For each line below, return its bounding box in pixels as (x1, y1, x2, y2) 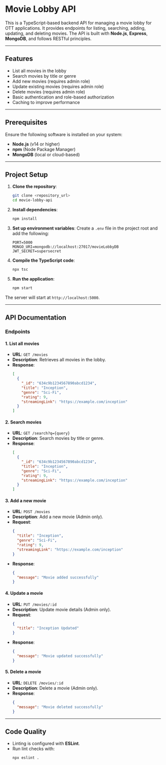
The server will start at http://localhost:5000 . (5, 294, 100, 300)
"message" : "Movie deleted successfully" (17, 704, 104, 710)
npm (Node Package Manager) (12, 146, 76, 152)
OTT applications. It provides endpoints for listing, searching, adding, (5, 25, 146, 31)
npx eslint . (12, 756, 40, 761)
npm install (12, 216, 37, 221)
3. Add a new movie (5, 497, 46, 503)
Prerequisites (5, 118, 47, 127)
